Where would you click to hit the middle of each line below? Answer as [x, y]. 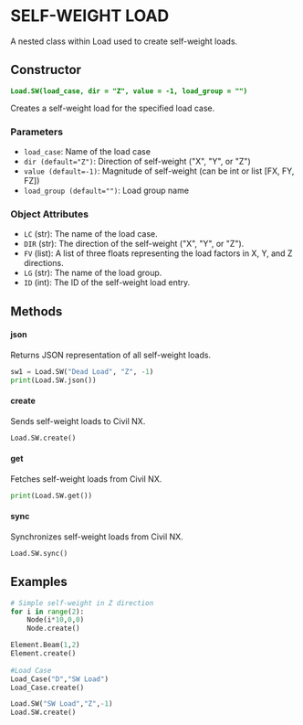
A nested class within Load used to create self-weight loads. [124, 41]
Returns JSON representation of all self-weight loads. [111, 355]
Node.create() [53, 629]
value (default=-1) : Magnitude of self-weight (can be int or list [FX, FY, [159, 171]
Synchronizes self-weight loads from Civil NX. [97, 537]
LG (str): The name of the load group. [93, 273]
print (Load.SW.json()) [53, 380]
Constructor [46, 70]
